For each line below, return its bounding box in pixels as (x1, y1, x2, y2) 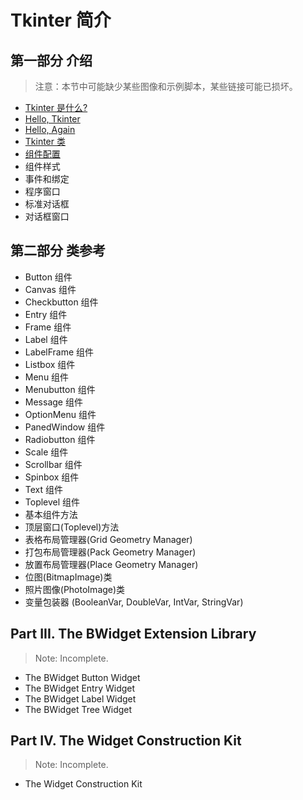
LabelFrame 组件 (24, 346, 95, 358)
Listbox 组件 (24, 358, 76, 370)
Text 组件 (24, 483, 64, 495)
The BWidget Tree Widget (24, 703, 133, 715)
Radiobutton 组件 (24, 433, 96, 445)
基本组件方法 (24, 508, 78, 520)
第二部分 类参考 (10, 242, 106, 260)
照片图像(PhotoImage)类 (24, 583, 126, 595)
